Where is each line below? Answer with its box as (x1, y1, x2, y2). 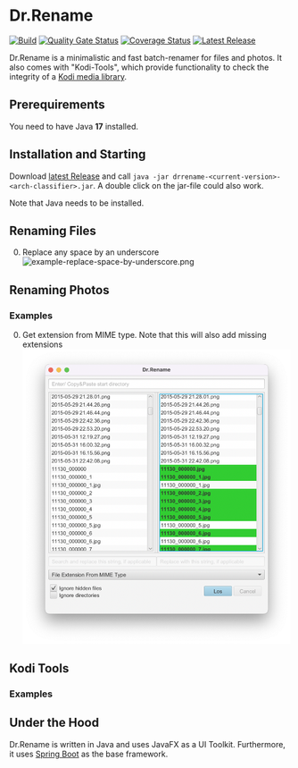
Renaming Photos (9, 283, 110, 298)
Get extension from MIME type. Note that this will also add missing (21, 330, 268, 341)
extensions (21, 339, 63, 350)
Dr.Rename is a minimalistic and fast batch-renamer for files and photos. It (9, 52, 283, 63)
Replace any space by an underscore (21, 247, 160, 257)
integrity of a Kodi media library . (9, 71, 128, 81)
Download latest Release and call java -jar (9, 171, 170, 181)
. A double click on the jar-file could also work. (93, 180, 264, 190)
